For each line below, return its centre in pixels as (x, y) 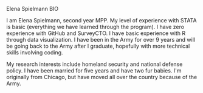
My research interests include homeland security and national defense (95, 64)
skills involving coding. (35, 53)
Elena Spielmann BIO (33, 9)
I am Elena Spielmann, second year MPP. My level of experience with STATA (101, 20)
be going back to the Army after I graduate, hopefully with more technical (98, 46)
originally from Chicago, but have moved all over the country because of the (102, 77)
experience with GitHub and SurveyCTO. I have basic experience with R (96, 33)
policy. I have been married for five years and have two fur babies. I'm (94, 71)
